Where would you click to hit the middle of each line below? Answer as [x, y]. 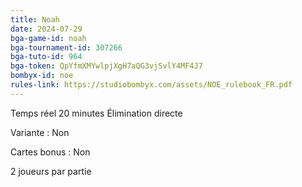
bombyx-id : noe [42, 76]
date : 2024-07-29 [46, 29]
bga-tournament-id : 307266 [66, 47]
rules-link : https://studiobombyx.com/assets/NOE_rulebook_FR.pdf [151, 85]
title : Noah [35, 19]
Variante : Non [40, 132]
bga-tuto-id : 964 [46, 57]
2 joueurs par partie [51, 171]
